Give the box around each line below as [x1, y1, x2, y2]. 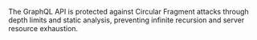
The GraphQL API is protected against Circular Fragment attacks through [8, 7, 249, 16]
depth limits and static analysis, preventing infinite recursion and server [8, 15, 245, 25]
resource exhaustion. [8, 24, 79, 33]
